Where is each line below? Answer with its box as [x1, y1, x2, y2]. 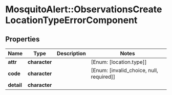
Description [57, 50, 86, 57]
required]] [91, 73, 116, 80]
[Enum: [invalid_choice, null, [91, 67, 159, 74]
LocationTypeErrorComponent [5, 14, 138, 26]
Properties [5, 35, 40, 43]
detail [8, 82, 22, 88]
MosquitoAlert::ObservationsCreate [5, 4, 162, 15]
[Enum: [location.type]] [91, 59, 147, 65]
